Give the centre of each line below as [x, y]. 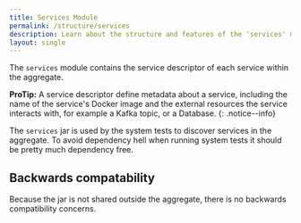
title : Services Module [54, 17]
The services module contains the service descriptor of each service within [149, 68]
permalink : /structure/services [69, 26]
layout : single [38, 42]
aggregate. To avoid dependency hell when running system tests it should [146, 140]
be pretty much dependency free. [72, 150]
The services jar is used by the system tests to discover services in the [141, 131]
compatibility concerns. [53, 209]
